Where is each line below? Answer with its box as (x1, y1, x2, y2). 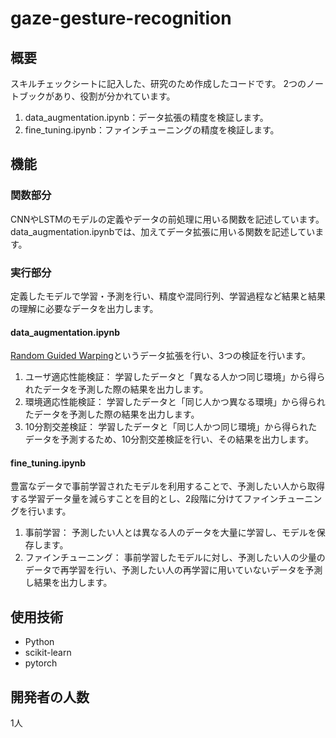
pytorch (24, 657, 58, 669)
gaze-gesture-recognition (10, 7, 232, 30)
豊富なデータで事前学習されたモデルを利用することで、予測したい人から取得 (10, 480, 326, 492)
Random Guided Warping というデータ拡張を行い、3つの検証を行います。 (10, 350, 312, 362)
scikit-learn (24, 647, 72, 659)
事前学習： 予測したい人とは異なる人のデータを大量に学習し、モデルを (24, 527, 317, 539)
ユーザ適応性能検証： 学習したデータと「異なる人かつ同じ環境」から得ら (24, 371, 326, 383)
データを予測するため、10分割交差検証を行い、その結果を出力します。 (24, 433, 314, 446)
